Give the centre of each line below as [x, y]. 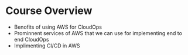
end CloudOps [31, 39]
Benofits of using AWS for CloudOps [58, 27]
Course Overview [49, 11]
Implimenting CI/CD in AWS [47, 46]
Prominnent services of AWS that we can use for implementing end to [98, 33]
